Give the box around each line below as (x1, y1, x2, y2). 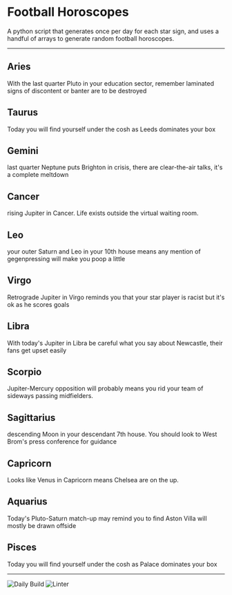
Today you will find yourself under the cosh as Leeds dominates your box (7, 125, 216, 133)
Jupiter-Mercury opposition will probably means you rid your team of (7, 384, 204, 393)
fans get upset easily (7, 346, 67, 355)
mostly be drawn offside (7, 521, 77, 529)
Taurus (7, 106, 39, 118)
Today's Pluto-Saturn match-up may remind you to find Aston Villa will (7, 514, 207, 522)
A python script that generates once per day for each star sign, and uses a (7, 27, 220, 35)
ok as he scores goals (7, 300, 70, 308)
